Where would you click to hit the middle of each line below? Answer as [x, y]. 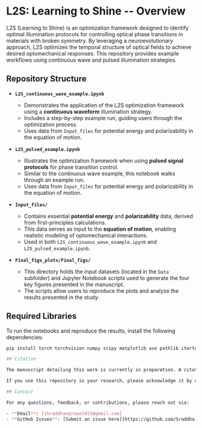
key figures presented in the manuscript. [74, 284]
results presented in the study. [62, 297]
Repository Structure [47, 79]
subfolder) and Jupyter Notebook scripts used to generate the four [107, 278]
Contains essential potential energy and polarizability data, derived [109, 216]
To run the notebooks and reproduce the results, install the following [91, 331]
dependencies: [25, 337]
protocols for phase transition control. [71, 167]
